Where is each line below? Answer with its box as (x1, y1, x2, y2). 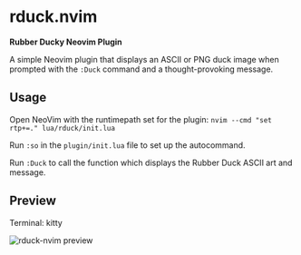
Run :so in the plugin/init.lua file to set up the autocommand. (9, 139, 247, 151)
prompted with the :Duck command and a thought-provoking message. (9, 64, 274, 74)
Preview (9, 193, 57, 209)
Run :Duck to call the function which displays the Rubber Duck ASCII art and (9, 157, 293, 168)
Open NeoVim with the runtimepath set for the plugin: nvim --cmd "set (9, 113, 272, 124)
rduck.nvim (9, 6, 98, 27)
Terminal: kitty (9, 217, 63, 228)
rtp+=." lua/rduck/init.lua (9, 123, 116, 132)
